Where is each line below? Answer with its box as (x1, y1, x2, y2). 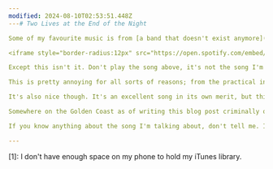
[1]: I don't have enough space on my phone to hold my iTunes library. (8, 151, 242, 161)
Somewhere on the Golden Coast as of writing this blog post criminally (8, 107, 260, 115)
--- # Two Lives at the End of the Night (8, 19, 148, 28)
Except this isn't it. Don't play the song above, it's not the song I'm (8, 63, 264, 71)
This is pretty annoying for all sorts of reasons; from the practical (8, 78, 256, 86)
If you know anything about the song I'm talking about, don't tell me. (8, 122, 260, 130)
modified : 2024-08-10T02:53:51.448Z (8, 11, 132, 20)
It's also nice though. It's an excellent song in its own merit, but (8, 93, 253, 102)
